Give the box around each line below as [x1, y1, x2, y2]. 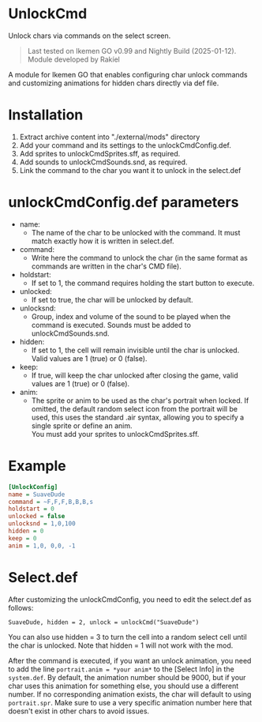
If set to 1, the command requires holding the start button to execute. [31, 278, 255, 288]
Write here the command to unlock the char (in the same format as [31, 253, 249, 262]
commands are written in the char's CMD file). [31, 261, 182, 271]
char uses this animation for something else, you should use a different [8, 681, 239, 690]
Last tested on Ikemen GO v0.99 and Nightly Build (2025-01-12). [27, 46, 237, 55]
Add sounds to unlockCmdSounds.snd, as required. [19, 157, 188, 167]
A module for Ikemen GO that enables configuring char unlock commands [8, 70, 248, 79]
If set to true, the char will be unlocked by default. [31, 295, 193, 304]
